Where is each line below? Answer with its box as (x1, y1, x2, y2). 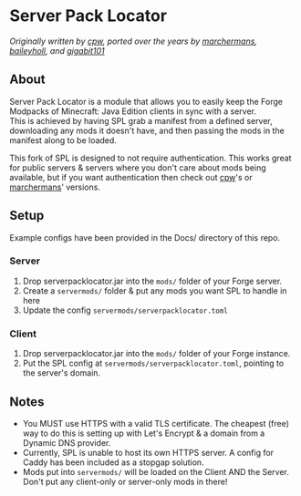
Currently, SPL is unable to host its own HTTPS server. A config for (22, 447, 275, 458)
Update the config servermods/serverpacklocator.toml (22, 305, 228, 315)
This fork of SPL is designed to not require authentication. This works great (9, 152, 292, 163)
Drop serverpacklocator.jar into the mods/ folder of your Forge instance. (22, 348, 291, 359)
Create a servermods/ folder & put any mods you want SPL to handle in (22, 284, 287, 296)
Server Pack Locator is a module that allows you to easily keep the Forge (9, 96, 283, 107)
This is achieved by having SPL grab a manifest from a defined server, (9, 115, 274, 126)
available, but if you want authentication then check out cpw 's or (9, 171, 253, 182)
